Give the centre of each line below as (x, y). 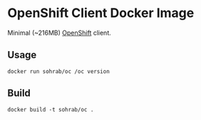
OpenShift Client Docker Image (101, 13)
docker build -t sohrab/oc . (51, 109)
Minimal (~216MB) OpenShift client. (60, 33)
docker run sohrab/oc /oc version (59, 71)
